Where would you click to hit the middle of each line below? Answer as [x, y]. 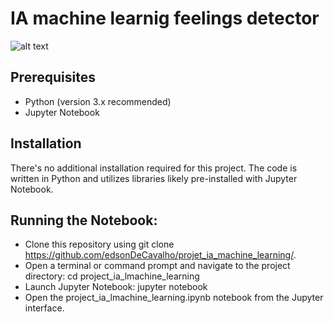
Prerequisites [53, 77]
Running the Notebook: [84, 220]
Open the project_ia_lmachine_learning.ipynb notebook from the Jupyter [174, 298]
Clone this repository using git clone [99, 244]
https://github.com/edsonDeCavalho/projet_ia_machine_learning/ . [160, 255]
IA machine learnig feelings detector [165, 18]
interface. [44, 308]
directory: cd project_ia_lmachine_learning [112, 276]
